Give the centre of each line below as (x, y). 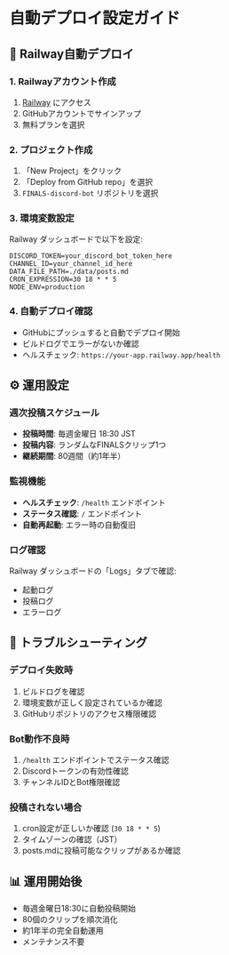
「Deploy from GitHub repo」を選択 (87, 182)
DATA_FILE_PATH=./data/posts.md (69, 272)
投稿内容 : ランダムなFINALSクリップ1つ (94, 445)
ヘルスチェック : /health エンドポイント (94, 502)
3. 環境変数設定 (42, 219)
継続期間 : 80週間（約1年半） (74, 456)
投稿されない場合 (46, 807)
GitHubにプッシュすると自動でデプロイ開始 (101, 332)
